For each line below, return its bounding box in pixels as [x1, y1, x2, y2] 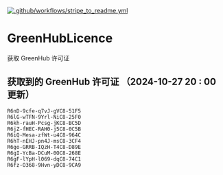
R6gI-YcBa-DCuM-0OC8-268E [7, 150, 81, 156]
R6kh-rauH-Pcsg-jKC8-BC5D [7, 119, 81, 126]
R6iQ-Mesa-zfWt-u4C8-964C [7, 131, 81, 139]
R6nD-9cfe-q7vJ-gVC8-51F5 [7, 107, 81, 115]
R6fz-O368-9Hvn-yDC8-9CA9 [7, 161, 81, 168]
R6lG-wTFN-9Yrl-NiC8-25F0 [7, 113, 81, 120]
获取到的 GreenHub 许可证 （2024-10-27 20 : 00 [7, 76, 216, 88]
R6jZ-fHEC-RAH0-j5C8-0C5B [7, 126, 81, 132]
